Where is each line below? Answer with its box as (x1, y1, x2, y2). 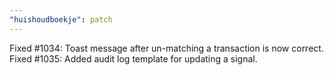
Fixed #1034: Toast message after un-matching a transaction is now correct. (9, 42, 324, 54)
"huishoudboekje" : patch (9, 14, 113, 25)
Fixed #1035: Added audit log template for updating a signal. (9, 52, 258, 65)
